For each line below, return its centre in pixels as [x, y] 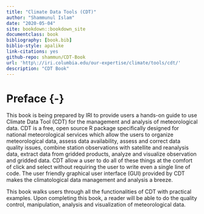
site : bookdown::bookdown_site [46, 29]
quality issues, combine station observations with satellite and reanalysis [97, 148]
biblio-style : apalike [35, 46]
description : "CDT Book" [38, 68]
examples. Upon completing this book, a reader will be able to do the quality [102, 198]
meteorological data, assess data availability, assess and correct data [93, 141]
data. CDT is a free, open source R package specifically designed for [93, 128]
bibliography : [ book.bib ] [39, 40]
